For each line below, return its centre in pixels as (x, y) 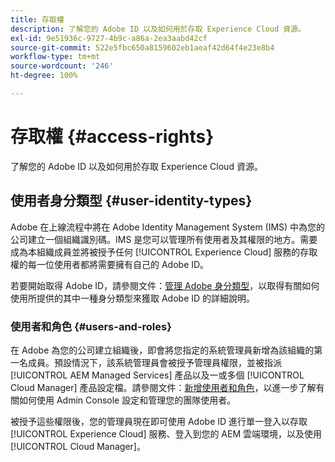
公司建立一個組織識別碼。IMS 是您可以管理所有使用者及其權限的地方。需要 (164, 239)
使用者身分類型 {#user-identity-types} (131, 201)
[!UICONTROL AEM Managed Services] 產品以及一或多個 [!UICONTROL (157, 375)
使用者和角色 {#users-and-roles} (91, 326)
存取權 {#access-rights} (112, 137)
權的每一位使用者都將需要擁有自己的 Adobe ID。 (110, 264)
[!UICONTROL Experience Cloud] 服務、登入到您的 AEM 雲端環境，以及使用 (166, 433)
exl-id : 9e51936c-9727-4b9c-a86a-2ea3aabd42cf (109, 38)
